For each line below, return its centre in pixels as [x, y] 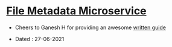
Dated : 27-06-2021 [40, 39]
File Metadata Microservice [76, 11]
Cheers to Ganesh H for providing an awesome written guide [90, 27]
